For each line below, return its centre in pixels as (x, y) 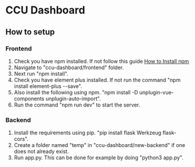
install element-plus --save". (48, 86)
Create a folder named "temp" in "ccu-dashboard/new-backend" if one (99, 145)
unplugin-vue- (157, 92)
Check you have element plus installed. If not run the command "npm (97, 80)
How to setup (30, 32)
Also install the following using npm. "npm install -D (76, 92)
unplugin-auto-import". (73, 98)
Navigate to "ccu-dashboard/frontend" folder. (69, 67)
